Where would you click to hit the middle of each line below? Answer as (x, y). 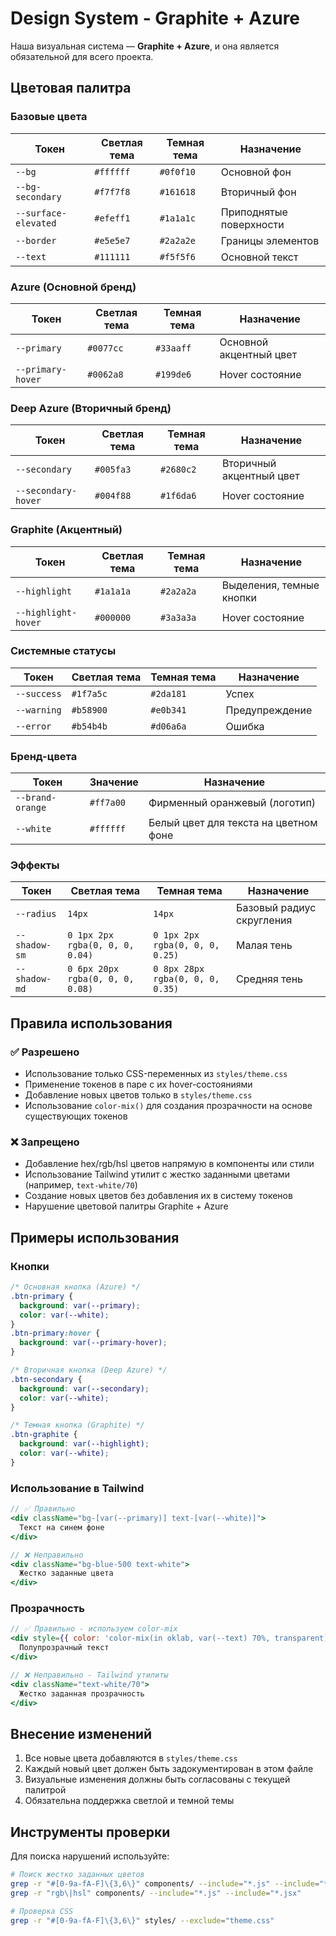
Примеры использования (95, 1237)
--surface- (41, 213)
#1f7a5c (89, 693)
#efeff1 (112, 218)
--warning (38, 710)
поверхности (252, 224)
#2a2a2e (177, 240)
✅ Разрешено (45, 1052)
